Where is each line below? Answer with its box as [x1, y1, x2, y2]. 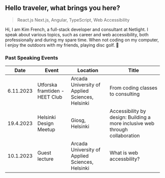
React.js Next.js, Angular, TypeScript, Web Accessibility [17, 17, 130, 23]
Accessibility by [110, 108, 146, 115]
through [110, 126, 128, 133]
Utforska [37, 81, 57, 88]
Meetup [37, 126, 55, 133]
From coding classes [110, 84, 158, 91]
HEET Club [37, 94, 62, 101]
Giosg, [71, 117, 86, 124]
